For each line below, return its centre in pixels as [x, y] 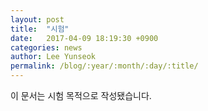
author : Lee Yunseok [53, 57]
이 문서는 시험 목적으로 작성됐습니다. [81, 95]
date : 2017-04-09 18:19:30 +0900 [84, 38]
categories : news [46, 47]
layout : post [37, 19]
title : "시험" [40, 29]
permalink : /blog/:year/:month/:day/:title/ [104, 66]
